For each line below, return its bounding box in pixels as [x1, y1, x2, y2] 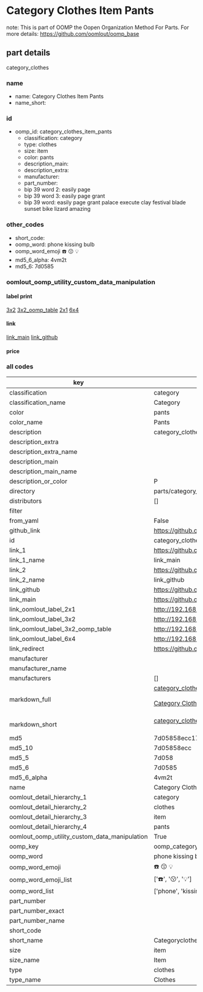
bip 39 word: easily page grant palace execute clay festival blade [24, 199, 186, 206]
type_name [9, 975, 41, 984]
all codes [6, 362, 34, 371]
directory [9, 487, 35, 495]
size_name [9, 956, 40, 964]
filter [9, 507, 23, 515]
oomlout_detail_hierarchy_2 [9, 802, 87, 811]
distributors [9, 496, 42, 505]
